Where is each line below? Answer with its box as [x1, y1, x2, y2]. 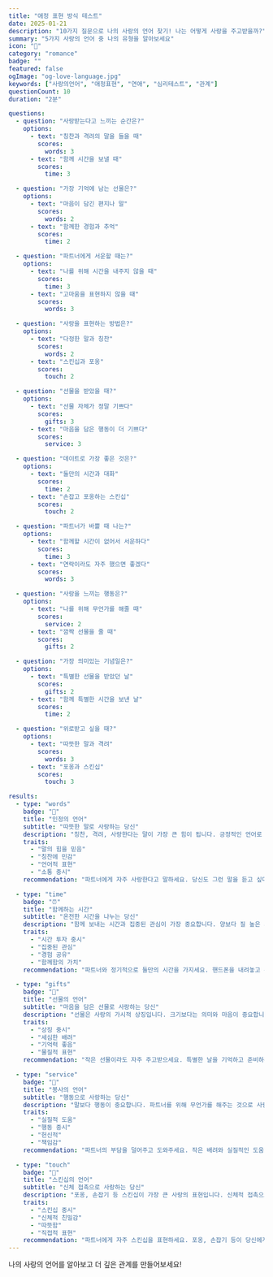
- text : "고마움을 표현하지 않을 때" [29, 290, 140, 298]
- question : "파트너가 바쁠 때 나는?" [15, 522, 132, 530]
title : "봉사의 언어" [23, 1085, 88, 1093]
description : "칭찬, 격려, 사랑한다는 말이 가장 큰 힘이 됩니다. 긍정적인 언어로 [23, 830, 262, 838]
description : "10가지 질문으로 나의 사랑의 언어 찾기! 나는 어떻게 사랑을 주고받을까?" [8, 27, 266, 35]
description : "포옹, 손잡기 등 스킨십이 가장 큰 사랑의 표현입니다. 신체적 [23, 1191, 245, 1199]
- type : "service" [15, 1071, 79, 1079]
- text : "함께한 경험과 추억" [29, 223, 119, 231]
